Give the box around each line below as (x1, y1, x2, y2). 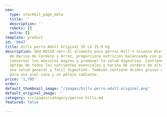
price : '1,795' (5, 77, 37, 82)
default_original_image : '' (5, 91, 64, 96)
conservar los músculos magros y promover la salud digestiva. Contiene (9, 58, 164, 63)
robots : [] (9, 26, 32, 31)
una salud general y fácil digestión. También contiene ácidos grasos (9, 68, 159, 73)
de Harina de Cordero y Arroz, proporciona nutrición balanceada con (9, 53, 157, 59)
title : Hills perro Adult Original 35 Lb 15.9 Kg (5, 44, 110, 49)
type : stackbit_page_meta (9, 12, 64, 17)
